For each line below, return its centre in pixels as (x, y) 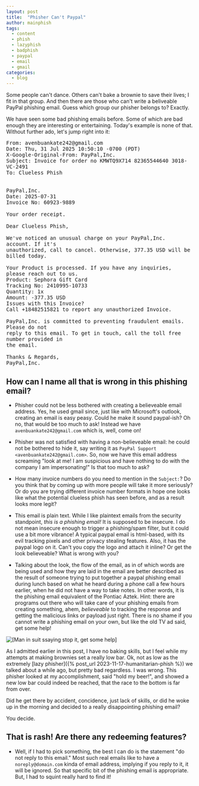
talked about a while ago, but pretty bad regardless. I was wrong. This (91, 670)
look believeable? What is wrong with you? (67, 553)
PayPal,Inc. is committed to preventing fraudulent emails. (95, 321)
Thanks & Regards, (33, 357)
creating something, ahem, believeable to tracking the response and (98, 609)
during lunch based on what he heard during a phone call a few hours (100, 584)
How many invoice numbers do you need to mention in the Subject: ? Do (103, 479)
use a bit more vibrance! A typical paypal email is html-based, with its (99, 534)
